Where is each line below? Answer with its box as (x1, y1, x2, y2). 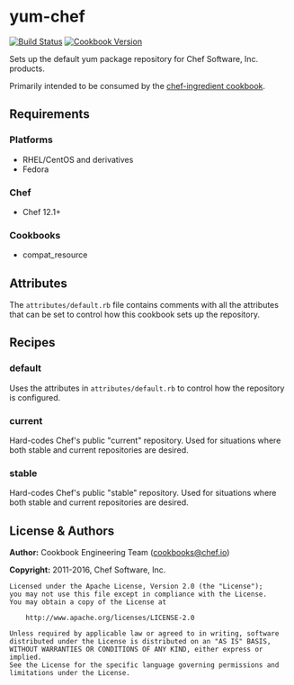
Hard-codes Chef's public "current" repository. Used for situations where (9, 435, 281, 446)
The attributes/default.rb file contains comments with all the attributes (9, 300, 279, 311)
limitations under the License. (9, 669, 130, 678)
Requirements (9, 106, 90, 122)
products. (9, 63, 45, 74)
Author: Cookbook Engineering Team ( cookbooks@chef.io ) (9, 547, 230, 558)
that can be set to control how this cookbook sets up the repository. (9, 309, 261, 320)
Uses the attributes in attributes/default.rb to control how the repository (9, 383, 285, 393)
